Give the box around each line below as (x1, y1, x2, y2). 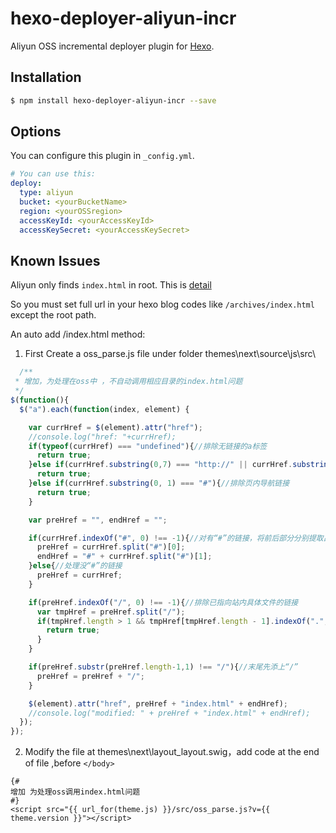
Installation (10, 69, 82, 86)
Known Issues (10, 252, 101, 269)
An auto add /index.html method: (10, 328, 146, 341)
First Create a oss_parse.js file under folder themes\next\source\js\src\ (24, 348, 316, 360)
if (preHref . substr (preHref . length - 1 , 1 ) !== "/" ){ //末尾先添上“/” (28, 662, 299, 672)
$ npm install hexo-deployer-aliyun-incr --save (10, 95, 217, 106)
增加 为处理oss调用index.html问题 (10, 787, 141, 797)
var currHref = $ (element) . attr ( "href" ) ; (28, 422, 203, 432)
